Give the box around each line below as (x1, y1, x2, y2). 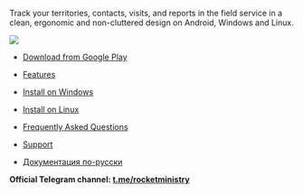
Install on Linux (22, 104, 80, 115)
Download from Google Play (22, 51, 128, 62)
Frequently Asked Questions (22, 122, 128, 132)
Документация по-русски (22, 157, 123, 167)
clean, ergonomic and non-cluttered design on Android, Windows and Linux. (9, 17, 294, 28)
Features (22, 69, 56, 79)
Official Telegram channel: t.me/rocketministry (9, 174, 190, 184)
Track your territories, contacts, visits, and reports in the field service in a (9, 8, 283, 18)
